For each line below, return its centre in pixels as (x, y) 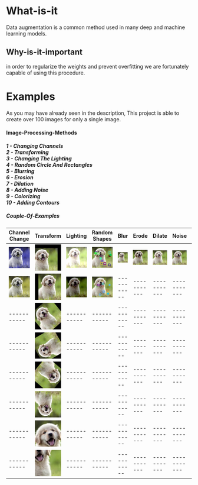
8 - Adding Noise (27, 190)
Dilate (160, 235)
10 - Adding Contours (33, 202)
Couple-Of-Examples (33, 216)
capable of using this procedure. (46, 73)
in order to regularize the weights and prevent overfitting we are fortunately (98, 66)
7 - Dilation (20, 183)
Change (19, 239)
